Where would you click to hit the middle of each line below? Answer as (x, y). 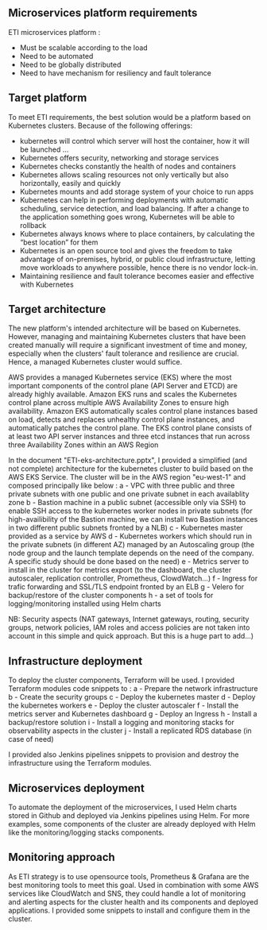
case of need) (31, 739)
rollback (33, 225)
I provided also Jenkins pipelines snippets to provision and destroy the (124, 754)
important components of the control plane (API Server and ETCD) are (123, 386)
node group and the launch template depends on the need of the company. (131, 553)
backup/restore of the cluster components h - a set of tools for (111, 596)
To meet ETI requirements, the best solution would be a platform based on (130, 117)
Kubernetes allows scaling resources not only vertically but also (124, 175)
